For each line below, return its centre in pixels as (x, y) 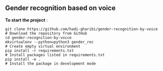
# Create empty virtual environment (43, 46)
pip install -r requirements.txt (40, 51)
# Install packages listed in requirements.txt (55, 55)
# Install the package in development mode (51, 64)
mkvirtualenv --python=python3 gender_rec (49, 42)
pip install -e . (23, 59)
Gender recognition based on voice (61, 8)
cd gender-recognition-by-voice (38, 37)
